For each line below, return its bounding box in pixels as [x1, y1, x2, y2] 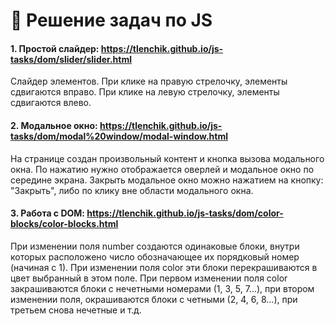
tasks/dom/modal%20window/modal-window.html [10, 130, 228, 142]
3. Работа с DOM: [10, 207, 86, 219]
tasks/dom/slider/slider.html [10, 53, 132, 65]
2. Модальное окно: [10, 119, 98, 131]
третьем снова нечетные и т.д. [10, 304, 142, 316]
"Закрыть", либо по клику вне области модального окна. [10, 184, 254, 196]
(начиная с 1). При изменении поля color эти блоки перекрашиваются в [10, 261, 318, 273]
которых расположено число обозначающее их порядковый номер [10, 250, 300, 263]
